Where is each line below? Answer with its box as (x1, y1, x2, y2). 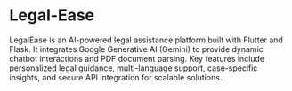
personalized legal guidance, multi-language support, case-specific (9, 63, 258, 73)
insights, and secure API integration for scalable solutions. (9, 72, 223, 82)
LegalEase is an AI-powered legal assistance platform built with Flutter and (9, 34, 283, 45)
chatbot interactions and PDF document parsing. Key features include (9, 53, 265, 64)
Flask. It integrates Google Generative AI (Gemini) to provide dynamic (9, 43, 264, 54)
